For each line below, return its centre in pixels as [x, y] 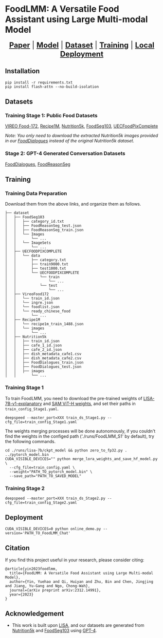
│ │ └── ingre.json [29, 303]
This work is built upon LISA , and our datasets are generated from [78, 625]
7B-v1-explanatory [24, 404]
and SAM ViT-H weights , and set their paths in [90, 404]
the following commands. [30, 441]
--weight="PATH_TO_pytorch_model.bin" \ [51, 472]
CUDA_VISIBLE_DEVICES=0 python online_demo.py [53, 529]
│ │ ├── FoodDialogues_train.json [44, 362]
